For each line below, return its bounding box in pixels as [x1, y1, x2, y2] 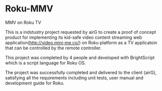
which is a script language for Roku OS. [5, 60, 86, 66]
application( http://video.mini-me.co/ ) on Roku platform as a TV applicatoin [5, 39, 158, 45]
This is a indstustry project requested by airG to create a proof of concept [5, 29, 157, 35]
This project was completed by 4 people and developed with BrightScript [5, 54, 155, 60]
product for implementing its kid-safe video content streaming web [5, 34, 143, 40]
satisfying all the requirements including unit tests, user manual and [5, 75, 144, 81]
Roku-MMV [5, 3, 54, 14]
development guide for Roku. [5, 80, 65, 86]
